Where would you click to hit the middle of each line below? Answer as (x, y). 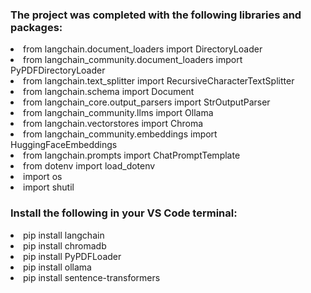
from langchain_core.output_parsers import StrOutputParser (147, 102)
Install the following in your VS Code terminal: (124, 213)
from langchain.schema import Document (109, 92)
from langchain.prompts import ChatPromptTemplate (132, 155)
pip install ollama (57, 267)
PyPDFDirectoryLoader (58, 70)
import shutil (49, 187)
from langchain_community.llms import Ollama (118, 113)
